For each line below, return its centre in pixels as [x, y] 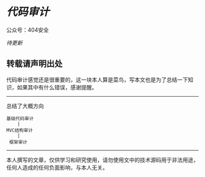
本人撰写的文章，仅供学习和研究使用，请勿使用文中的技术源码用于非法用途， [103, 160]
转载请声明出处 [34, 64]
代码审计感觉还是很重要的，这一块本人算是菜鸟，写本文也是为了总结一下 [97, 80]
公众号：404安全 [27, 30]
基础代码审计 [20, 119]
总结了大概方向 [25, 106]
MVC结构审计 [20, 130]
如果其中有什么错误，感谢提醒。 [57, 87]
